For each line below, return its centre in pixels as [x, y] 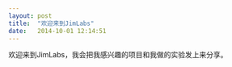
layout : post [30, 16]
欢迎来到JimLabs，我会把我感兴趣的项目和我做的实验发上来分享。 [118, 55]
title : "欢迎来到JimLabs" [51, 23]
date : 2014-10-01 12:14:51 [57, 31]
